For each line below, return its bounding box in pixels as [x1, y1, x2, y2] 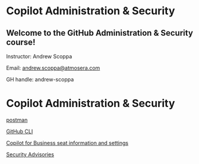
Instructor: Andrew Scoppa [6, 53, 72, 60]
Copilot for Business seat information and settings [6, 139, 129, 146]
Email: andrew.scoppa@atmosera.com [6, 64, 100, 71]
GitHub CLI [6, 128, 33, 135]
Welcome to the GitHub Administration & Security [6, 28, 193, 38]
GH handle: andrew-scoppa [6, 76, 74, 83]
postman [6, 116, 28, 123]
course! [6, 37, 36, 47]
